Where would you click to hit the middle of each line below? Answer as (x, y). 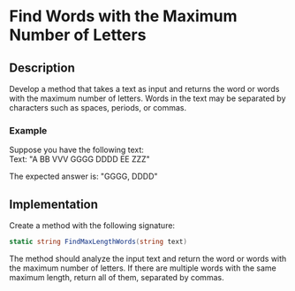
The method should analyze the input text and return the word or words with (148, 258)
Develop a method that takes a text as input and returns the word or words (144, 89)
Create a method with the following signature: (92, 226)
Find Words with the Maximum (123, 16)
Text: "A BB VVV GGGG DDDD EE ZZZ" (79, 159)
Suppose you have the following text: (76, 150)
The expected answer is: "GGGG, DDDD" (83, 176)
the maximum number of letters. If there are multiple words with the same (143, 268)
